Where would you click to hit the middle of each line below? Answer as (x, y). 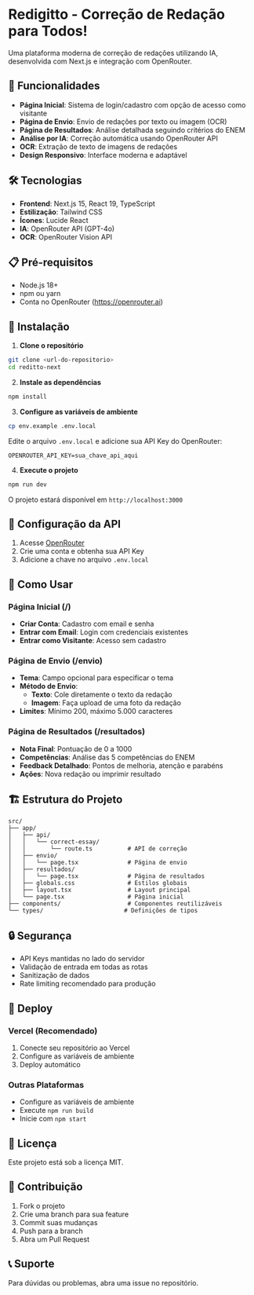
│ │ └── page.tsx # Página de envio (98, 863)
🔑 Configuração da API (65, 524)
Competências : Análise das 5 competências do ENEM (107, 757)
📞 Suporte (31, 1264)
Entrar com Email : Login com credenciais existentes (104, 632)
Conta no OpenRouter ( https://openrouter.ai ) (91, 302)
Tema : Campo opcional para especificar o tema (96, 678)
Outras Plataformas (46, 1085)
